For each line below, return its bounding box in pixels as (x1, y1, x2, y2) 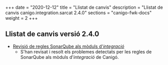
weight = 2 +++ (5, 15, 38, 21)
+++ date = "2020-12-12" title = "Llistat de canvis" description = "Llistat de (5, 5, 163, 10)
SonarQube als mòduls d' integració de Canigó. (20, 54, 119, 60)
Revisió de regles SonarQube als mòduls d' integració (12, 43, 125, 49)
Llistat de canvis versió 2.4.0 (5, 30, 100, 39)
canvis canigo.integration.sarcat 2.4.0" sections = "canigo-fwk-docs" (5, 10, 152, 16)
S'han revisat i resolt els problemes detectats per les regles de (20, 48, 152, 55)
